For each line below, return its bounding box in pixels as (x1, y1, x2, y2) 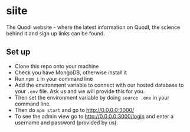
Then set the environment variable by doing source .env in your (14, 94, 170, 101)
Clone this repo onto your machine (14, 62, 99, 70)
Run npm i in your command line (14, 75, 93, 82)
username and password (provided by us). (14, 119, 119, 126)
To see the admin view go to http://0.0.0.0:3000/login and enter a (14, 113, 174, 120)
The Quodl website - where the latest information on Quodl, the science (6, 24, 181, 31)
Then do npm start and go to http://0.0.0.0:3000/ (14, 106, 135, 113)
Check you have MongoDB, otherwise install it (14, 69, 127, 76)
